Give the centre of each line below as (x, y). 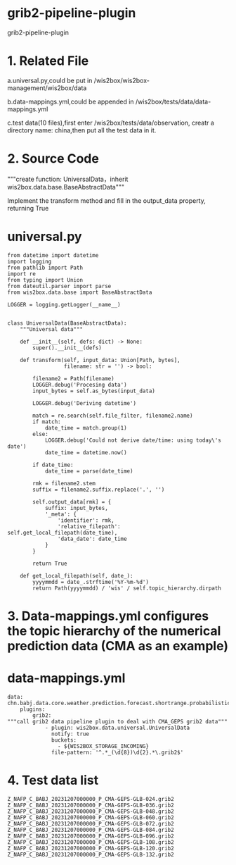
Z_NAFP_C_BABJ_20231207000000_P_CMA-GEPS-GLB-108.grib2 (91, 842)
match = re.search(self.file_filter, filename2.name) (113, 416)
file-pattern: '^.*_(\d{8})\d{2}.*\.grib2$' (118, 752)
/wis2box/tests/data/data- (173, 101)
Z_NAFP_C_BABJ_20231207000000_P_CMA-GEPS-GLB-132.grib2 (91, 854)
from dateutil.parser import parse (59, 286)
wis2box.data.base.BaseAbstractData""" (66, 187)
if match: (47, 422)
